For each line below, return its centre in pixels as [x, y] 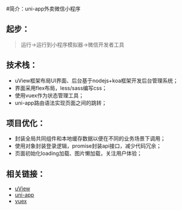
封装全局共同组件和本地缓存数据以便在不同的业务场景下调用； [90, 139]
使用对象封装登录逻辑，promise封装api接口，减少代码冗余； [88, 146]
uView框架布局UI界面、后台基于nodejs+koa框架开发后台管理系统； [96, 80]
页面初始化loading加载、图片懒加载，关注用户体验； [78, 154]
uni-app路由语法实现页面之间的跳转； [61, 103]
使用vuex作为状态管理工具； [49, 95]
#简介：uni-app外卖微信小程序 [44, 9]
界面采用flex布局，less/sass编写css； [61, 88]
